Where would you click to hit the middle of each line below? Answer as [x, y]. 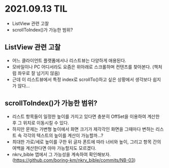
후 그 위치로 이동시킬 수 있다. [41, 122]
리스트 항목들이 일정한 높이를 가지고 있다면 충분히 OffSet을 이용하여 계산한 [86, 116]
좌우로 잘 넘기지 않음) [39, 73]
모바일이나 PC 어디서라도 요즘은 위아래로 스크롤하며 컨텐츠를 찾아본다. [81, 67]
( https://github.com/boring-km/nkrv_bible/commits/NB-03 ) [74, 160]
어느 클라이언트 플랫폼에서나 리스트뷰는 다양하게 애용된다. [69, 60]
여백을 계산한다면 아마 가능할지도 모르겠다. [54, 148]
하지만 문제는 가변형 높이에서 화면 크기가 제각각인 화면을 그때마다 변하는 [83, 129]
